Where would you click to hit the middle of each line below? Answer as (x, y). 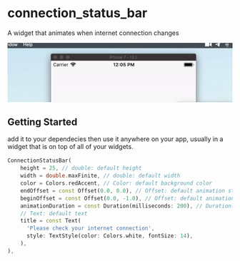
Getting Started (42, 122)
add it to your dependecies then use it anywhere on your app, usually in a (115, 139)
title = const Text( (51, 221)
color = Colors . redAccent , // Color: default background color (116, 183)
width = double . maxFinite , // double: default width (100, 176)
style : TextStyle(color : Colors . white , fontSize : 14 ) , (110, 236)
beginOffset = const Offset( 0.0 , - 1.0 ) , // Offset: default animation (127, 198)
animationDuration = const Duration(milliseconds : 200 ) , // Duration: (127, 206)
